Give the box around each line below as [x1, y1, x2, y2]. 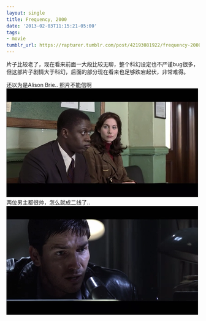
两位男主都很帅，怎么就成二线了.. [6, 199, 91, 206]
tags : [6, 29, 20, 36]
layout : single [6, 10, 45, 16]
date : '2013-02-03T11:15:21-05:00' [6, 23, 97, 29]
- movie [6, 36, 26, 42]
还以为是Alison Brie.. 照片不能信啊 [6, 81, 92, 88]
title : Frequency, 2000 [6, 16, 67, 23]
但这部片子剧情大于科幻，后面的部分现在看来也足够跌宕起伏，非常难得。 [6, 68, 189, 75]
